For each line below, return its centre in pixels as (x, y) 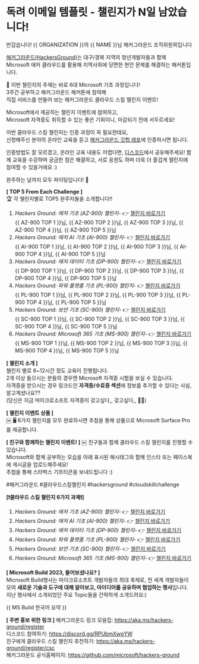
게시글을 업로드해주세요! (40, 464)
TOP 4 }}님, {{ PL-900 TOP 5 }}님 (67, 302)
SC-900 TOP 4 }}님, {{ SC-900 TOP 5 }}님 (66, 326)
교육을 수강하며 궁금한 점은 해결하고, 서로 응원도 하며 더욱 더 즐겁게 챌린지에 (100, 159)
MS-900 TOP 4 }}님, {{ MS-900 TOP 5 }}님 (67, 350)
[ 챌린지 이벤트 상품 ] (30, 413)
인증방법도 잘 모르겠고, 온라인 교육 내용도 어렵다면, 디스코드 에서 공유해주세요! (96, 152)
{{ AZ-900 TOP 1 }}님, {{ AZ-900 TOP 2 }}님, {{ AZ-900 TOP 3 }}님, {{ (99, 222)
